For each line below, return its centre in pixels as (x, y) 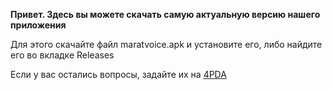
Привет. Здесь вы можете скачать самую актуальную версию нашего (165, 14)
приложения (38, 25)
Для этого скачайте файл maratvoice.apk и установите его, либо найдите (166, 44)
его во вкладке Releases (62, 55)
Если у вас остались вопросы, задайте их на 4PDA (118, 74)
